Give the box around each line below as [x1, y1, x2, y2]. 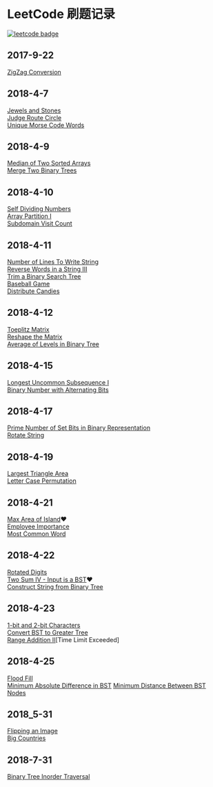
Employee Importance [7, 522, 70, 531]
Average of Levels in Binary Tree [7, 339, 100, 348]
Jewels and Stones [7, 106, 61, 114]
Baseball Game [7, 280, 50, 288]
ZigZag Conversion [7, 68, 62, 76]
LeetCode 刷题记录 [7, 6, 116, 22]
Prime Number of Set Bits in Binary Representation [7, 424, 150, 432]
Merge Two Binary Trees [7, 166, 77, 175]
